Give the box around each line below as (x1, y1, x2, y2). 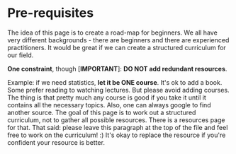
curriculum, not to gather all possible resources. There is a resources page (7, 115, 225, 124)
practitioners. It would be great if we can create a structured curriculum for (7, 43, 227, 52)
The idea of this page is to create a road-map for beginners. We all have (7, 28, 218, 37)
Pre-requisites (7, 5, 94, 21)
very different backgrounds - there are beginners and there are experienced (7, 35, 230, 44)
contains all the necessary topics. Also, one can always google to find (7, 100, 211, 109)
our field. (7, 51, 34, 59)
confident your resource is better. (7, 138, 105, 146)
